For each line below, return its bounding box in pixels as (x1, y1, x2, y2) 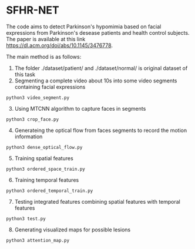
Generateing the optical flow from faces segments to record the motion (14, 127, 187, 134)
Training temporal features (14, 176, 79, 183)
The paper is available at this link (6, 35, 86, 42)
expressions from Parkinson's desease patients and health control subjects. (6, 29, 190, 36)
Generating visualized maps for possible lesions (14, 226, 131, 233)
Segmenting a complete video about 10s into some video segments (14, 77, 177, 84)
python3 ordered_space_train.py (6, 166, 85, 172)
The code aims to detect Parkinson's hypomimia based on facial (6, 23, 162, 30)
